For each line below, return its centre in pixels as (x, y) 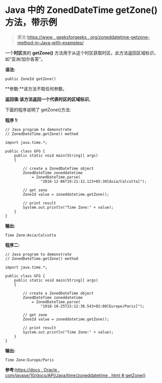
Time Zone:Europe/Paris (30, 360)
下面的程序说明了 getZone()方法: (38, 110)
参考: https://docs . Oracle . (32, 370)
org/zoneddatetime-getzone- (120, 37)
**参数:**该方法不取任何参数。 (36, 88)
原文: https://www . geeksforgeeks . (53, 37)
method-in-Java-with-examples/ (50, 43)
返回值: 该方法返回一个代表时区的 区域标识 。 (49, 99)
